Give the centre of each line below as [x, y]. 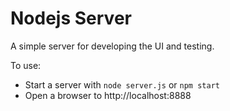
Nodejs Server [71, 18]
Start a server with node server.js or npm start [122, 84]
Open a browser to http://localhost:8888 [108, 95]
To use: [26, 65]
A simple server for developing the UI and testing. [112, 46]
